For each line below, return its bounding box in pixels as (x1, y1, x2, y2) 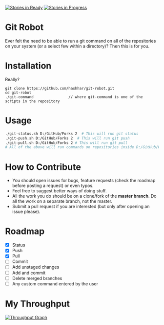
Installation (5, 60, 52, 71)
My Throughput (5, 298, 70, 309)
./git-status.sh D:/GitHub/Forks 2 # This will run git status (5, 131, 139, 136)
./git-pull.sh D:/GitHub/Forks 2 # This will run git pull (5, 140, 128, 145)
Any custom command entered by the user (12, 280, 99, 286)
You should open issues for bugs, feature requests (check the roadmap (12, 178, 156, 184)
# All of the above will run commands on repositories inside (5, 145, 134, 150)
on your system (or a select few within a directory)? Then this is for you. (5, 43, 150, 49)
